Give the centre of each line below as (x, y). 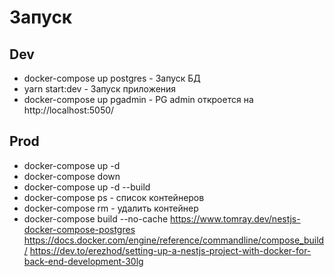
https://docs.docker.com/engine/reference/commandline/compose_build (174, 240)
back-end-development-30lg (83, 261)
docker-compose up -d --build (87, 187)
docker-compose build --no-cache (96, 218)
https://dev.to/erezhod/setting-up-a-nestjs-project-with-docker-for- (170, 250)
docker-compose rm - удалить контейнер (111, 208)
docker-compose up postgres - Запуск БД (112, 78)
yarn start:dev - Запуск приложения (100, 89)
